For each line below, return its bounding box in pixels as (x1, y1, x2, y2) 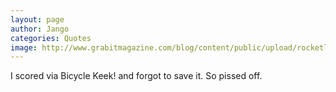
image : (10, 42, 38, 53)
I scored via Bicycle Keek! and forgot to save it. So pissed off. (10, 70, 263, 82)
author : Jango (10, 24, 70, 34)
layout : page (10, 14, 65, 25)
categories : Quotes (10, 33, 92, 43)
